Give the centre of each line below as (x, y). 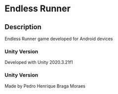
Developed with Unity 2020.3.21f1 (39, 62)
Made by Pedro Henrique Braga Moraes (45, 86)
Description (23, 27)
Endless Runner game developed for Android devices (59, 39)
